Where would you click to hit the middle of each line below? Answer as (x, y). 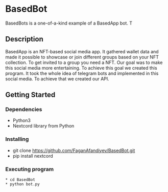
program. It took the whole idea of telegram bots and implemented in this (82, 73)
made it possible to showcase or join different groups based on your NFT (82, 57)
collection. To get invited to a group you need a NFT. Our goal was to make (84, 62)
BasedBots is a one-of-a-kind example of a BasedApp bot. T (69, 23)
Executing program (30, 169)
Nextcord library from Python (43, 126)
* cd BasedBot (20, 180)
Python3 (21, 120)
